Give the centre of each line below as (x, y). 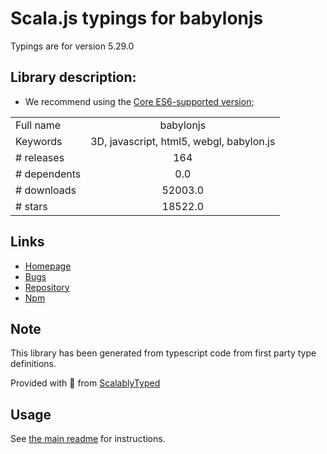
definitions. (33, 364)
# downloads (46, 190)
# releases (40, 157)
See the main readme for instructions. (88, 439)
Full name (38, 125)
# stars (31, 206)
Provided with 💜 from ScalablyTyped (85, 383)
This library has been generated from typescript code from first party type (163, 353)
